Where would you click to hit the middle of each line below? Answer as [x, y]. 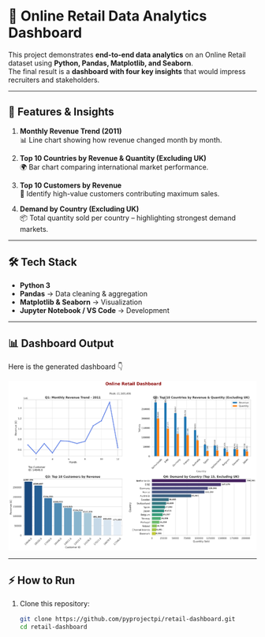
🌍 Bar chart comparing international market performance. [114, 167]
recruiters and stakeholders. [54, 80]
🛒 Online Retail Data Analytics [108, 16]
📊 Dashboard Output [61, 343]
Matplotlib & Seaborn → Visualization [81, 302]
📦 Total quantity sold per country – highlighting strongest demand [128, 218]
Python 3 [35, 285]
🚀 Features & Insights [61, 112]
